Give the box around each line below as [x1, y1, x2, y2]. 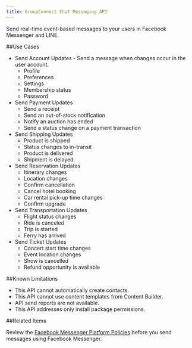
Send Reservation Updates [14, 162, 81, 169]
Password [23, 92, 49, 100]
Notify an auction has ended [23, 117, 93, 125]
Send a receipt [23, 105, 60, 112]
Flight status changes [23, 213, 77, 220]
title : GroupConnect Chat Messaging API [6, 8, 108, 15]
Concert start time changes [23, 244, 91, 251]
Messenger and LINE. [6, 31, 59, 39]
